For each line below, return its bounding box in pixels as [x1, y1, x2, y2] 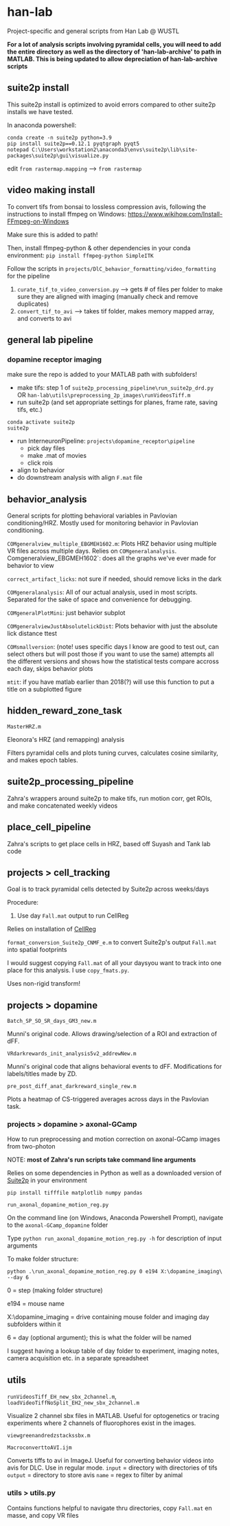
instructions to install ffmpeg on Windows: [7, 210, 127, 218]
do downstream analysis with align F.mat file [16, 474, 143, 482]
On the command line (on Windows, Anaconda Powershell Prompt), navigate [7, 1214, 224, 1222]
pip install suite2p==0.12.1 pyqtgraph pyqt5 [7, 140, 139, 147]
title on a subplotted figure [7, 685, 82, 694]
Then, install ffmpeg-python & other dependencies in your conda [7, 243, 191, 252]
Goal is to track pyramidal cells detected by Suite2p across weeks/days [7, 885, 209, 894]
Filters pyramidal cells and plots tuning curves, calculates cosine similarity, [7, 749, 218, 757]
